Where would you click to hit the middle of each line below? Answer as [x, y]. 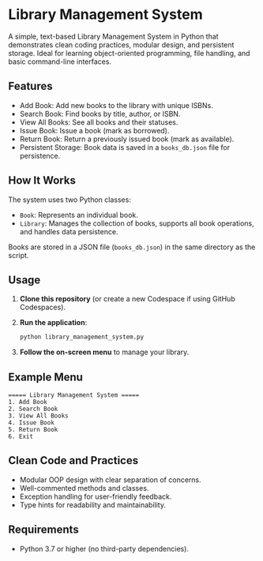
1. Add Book [28, 402]
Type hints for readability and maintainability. [92, 505]
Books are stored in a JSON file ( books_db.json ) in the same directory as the [132, 247]
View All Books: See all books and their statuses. [99, 122]
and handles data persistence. [69, 231]
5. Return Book [33, 430]
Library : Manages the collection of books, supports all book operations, [137, 223]
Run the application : [53, 323]
